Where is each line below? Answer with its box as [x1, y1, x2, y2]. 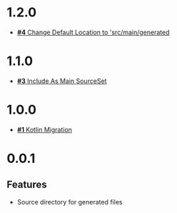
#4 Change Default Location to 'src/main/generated [16, 28, 170, 36]
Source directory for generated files [16, 197, 123, 206]
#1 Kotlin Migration [16, 125, 73, 134]
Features [6, 179, 47, 191]
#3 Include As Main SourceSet [16, 76, 107, 85]
